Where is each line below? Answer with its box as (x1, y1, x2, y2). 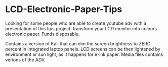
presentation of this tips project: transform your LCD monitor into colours (5, 25, 157, 31)
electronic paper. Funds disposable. (5, 31, 80, 37)
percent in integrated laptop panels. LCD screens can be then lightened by (5, 46, 160, 52)
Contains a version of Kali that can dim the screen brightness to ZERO (5, 40, 151, 46)
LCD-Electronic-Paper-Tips (5, 4, 122, 15)
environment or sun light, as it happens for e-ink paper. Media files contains (5, 51, 163, 57)
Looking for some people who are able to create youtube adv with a (5, 20, 147, 26)
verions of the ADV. (5, 56, 46, 62)
